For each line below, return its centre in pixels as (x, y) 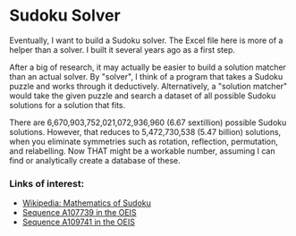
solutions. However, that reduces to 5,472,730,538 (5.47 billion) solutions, (145, 131)
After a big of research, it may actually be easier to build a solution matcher (148, 67)
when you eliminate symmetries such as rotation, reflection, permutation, (144, 141)
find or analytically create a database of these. (95, 160)
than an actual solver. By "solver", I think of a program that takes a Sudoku (146, 76)
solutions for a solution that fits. (68, 105)
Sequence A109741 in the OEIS (79, 222)
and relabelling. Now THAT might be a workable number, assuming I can (142, 151)
